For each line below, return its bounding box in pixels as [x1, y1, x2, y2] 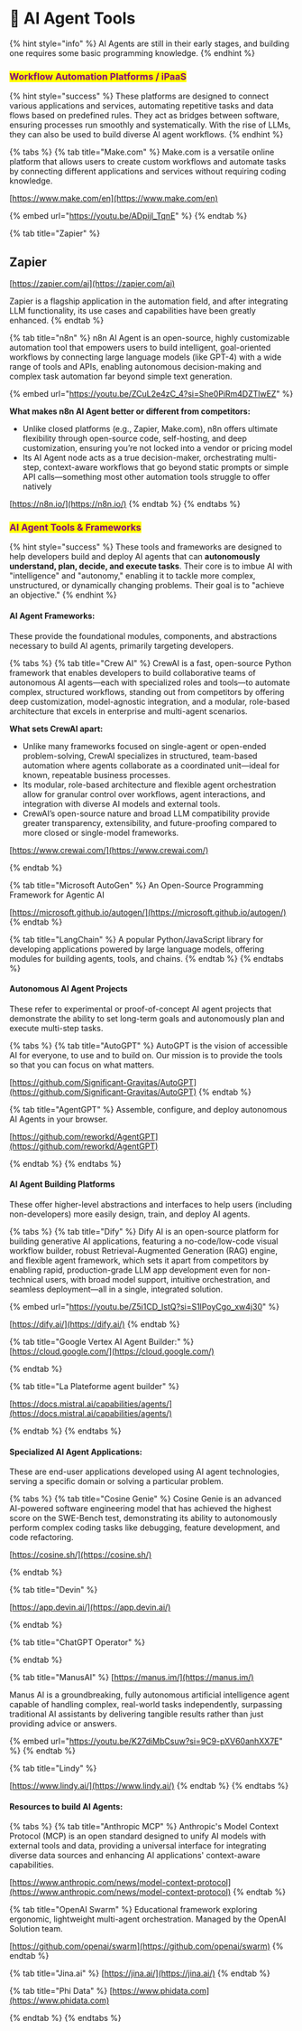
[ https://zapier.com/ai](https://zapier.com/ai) [9, 278, 176, 289]
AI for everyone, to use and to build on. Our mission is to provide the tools [9, 1049, 283, 1060]
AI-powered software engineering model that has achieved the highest [9, 1503, 272, 1514]
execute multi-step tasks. [9, 1022, 104, 1033]
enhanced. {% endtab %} [9, 315, 105, 326]
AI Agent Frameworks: [9, 610, 96, 621]
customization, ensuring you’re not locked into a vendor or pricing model [22, 443, 293, 454]
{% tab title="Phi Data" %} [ [9, 1986, 113, 1997]
